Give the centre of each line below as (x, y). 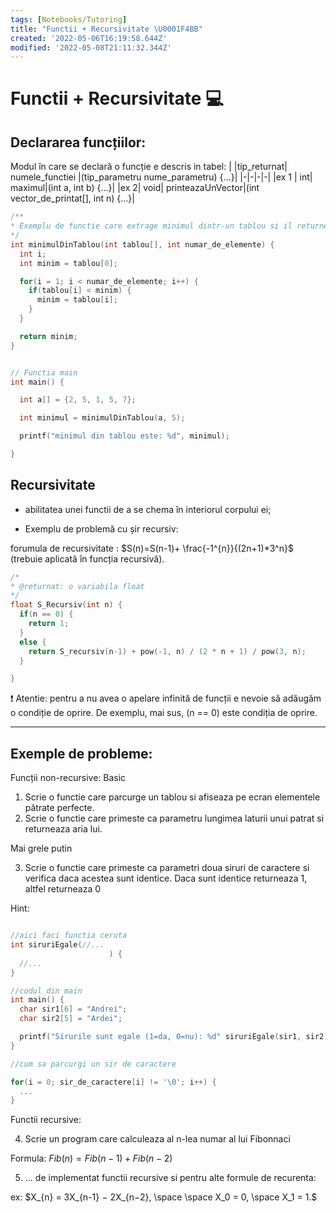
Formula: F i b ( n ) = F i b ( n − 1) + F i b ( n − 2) (91, 1158)
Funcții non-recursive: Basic (68, 778)
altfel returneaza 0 (63, 889)
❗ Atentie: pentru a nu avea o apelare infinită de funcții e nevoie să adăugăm (166, 698)
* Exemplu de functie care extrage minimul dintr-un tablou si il (151, 226)
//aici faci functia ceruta (69, 936)
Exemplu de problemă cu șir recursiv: (101, 528)
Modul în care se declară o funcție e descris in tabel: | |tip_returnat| (149, 167)
